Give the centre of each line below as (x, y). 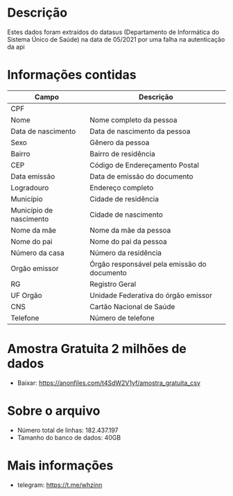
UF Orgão (27, 295)
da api (16, 47)
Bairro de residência (122, 154)
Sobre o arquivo (54, 411)
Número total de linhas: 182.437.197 (68, 430)
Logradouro (30, 188)
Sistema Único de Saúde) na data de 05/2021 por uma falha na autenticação (116, 39)
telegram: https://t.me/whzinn (60, 485)
